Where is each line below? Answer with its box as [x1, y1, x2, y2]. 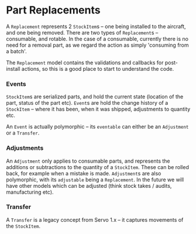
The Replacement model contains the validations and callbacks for [6, 59, 164, 66]
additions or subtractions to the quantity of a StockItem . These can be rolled [6, 163, 189, 170]
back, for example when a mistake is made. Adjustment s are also [6, 170, 161, 177]
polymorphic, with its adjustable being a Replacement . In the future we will [6, 176, 184, 183]
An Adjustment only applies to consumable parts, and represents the [6, 157, 171, 164]
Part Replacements [6, 4, 101, 17]
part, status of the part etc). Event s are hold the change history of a [6, 99, 169, 106]
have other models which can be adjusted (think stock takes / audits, [6, 182, 172, 189]
